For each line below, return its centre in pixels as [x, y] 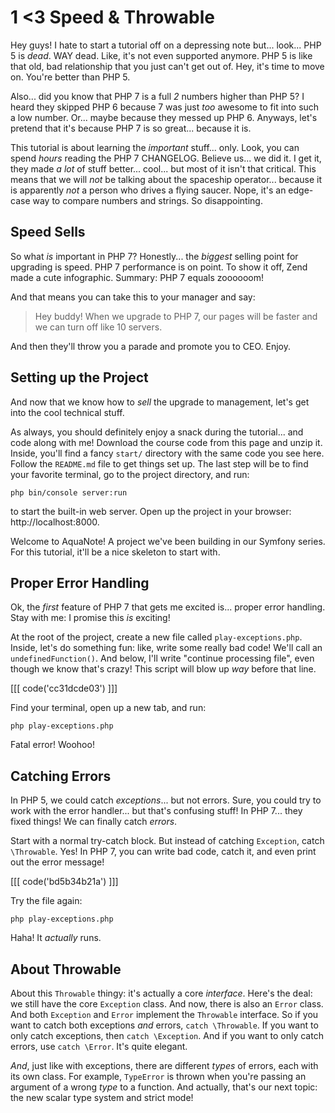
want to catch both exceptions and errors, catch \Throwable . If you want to [164, 1025]
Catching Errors [61, 776]
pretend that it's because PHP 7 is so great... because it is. [131, 128]
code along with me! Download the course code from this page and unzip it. [166, 442]
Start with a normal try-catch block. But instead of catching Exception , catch [167, 841]
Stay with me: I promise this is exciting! [90, 618]
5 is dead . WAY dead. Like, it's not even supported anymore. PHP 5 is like [161, 55]
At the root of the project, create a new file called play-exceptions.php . [156, 637]
